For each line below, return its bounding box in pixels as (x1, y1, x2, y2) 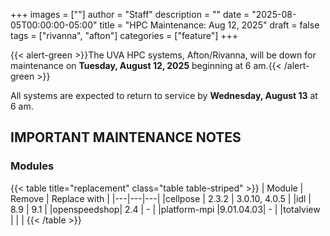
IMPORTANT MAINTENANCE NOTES (10, 129, 242, 146)
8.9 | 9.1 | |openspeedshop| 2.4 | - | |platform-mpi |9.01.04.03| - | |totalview (10, 203, 321, 215)
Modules (10, 159, 55, 173)
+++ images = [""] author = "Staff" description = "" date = (10, 9, 250, 20)
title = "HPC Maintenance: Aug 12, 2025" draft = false (99, 19, 320, 31)
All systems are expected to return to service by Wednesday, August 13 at (10, 90, 318, 101)
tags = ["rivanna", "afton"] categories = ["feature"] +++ (10, 30, 239, 41)
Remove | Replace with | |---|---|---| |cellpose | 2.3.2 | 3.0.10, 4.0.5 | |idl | (10, 192, 312, 204)
